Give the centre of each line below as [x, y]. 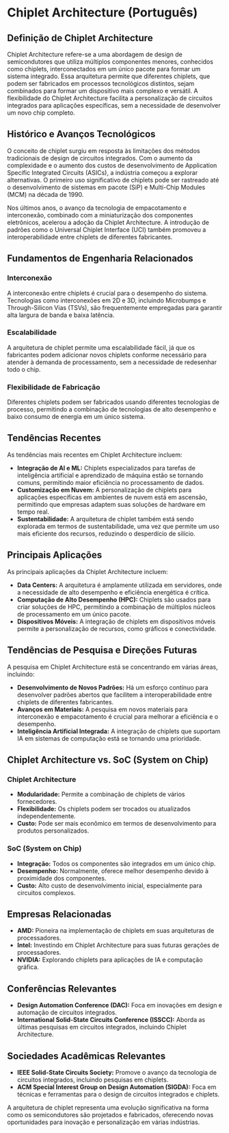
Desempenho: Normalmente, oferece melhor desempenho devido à [113, 871]
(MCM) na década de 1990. [45, 194]
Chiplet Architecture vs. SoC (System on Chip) [108, 760]
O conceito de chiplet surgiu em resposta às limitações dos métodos [104, 151]
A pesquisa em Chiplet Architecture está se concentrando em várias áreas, [112, 667]
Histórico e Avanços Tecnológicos [81, 134]
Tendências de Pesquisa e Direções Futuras [102, 651]
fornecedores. [37, 802]
